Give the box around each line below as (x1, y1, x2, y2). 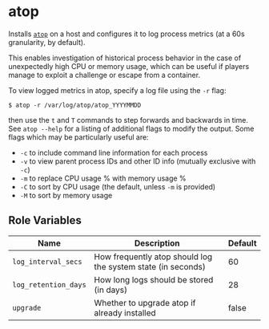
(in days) (94, 284, 128, 295)
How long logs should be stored (94, 274, 214, 285)
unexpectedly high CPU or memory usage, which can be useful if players (8, 61, 250, 71)
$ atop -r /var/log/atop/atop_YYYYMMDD (8, 101, 142, 109)
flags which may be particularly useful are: (8, 132, 150, 142)
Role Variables (8, 213, 82, 227)
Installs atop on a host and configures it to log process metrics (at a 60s (8, 29, 246, 39)
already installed (94, 307, 156, 319)
